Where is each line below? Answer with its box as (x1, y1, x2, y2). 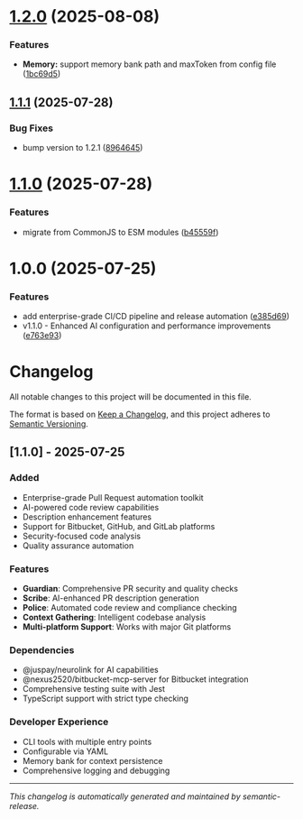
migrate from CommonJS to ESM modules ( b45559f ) (22, 226, 219, 237)
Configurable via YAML (22, 746, 109, 757)
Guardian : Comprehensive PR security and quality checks (22, 584, 239, 594)
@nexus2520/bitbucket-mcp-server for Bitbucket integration (22, 674, 249, 685)
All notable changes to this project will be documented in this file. (9, 391, 252, 402)
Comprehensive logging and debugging (22, 765, 170, 776)
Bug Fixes (9, 122, 54, 134)
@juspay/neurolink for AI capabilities (22, 665, 160, 676)
